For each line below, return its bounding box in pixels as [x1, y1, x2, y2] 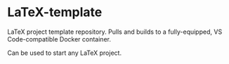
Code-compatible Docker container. [7, 34, 111, 43]
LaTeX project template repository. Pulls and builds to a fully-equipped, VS [7, 27, 223, 36]
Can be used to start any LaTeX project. [7, 49, 122, 57]
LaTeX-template [7, 4, 103, 20]
